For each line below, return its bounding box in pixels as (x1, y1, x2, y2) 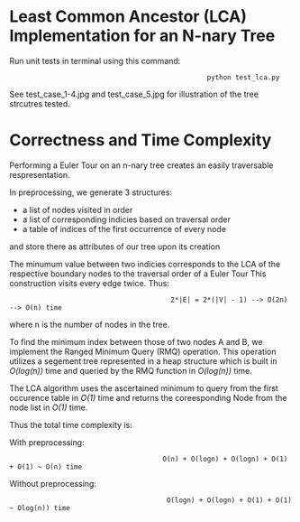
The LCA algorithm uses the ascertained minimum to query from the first (9, 382, 279, 394)
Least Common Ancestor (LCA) (9, 6, 248, 27)
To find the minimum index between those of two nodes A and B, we (9, 336, 263, 347)
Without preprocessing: (9, 478, 97, 489)
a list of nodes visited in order (22, 204, 133, 215)
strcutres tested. (9, 98, 70, 109)
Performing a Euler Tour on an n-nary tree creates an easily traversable (9, 160, 274, 171)
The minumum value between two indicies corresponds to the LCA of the (9, 258, 281, 269)
